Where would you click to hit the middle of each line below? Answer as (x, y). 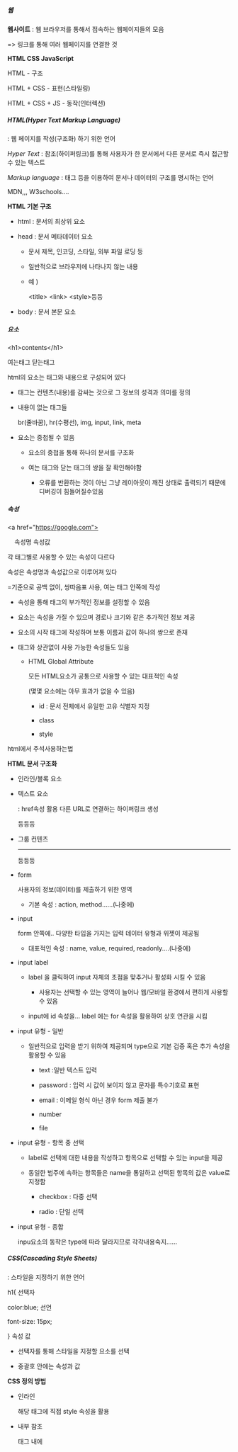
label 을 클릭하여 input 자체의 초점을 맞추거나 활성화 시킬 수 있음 (117, 977)
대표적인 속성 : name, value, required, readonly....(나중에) (109, 948)
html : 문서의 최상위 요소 (51, 221)
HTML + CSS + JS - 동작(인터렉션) (57, 103)
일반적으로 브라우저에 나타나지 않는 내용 (83, 266)
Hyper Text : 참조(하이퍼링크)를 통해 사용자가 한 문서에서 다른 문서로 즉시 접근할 (118, 153)
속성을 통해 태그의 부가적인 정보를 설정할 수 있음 (84, 602)
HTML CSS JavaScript (41, 58)
